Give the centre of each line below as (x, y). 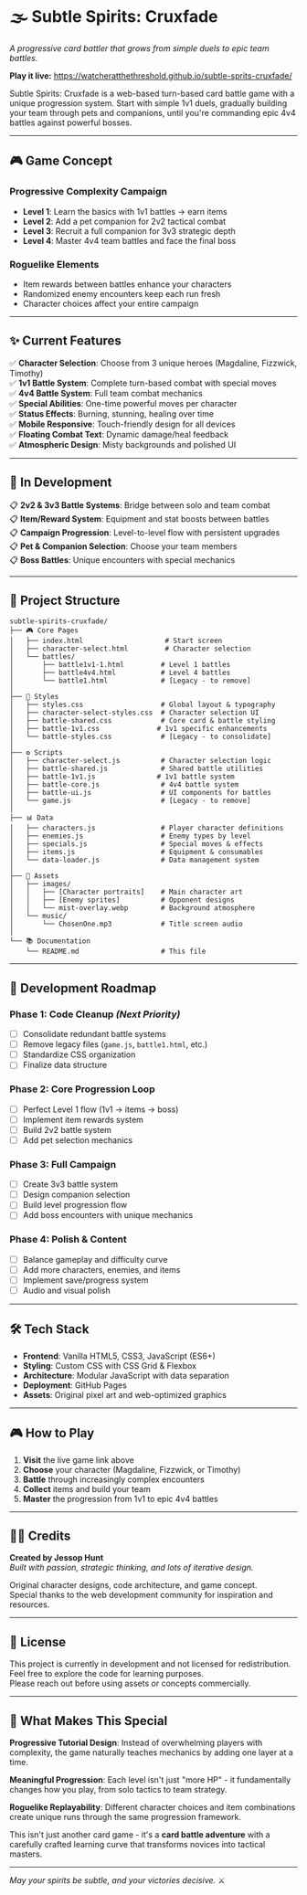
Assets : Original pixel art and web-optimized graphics (124, 1394)
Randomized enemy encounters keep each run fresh (122, 293)
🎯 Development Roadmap (83, 988)
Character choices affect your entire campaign (111, 303)
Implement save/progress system (85, 1280)
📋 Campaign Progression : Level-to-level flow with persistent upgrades (145, 532)
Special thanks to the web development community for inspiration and (142, 1595)
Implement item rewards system (83, 1119)
